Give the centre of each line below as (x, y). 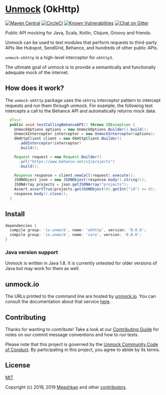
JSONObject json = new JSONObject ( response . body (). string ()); (80, 180)
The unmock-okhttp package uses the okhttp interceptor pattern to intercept (83, 100)
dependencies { (21, 225)
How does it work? (35, 88)
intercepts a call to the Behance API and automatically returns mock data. (81, 110)
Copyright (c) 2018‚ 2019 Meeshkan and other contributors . (66, 387)
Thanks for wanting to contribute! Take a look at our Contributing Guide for (82, 329)
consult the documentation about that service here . (58, 301)
